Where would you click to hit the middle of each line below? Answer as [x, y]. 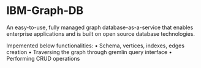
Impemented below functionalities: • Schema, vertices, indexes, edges [96, 46]
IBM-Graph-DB [45, 11]
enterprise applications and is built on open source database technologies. [100, 33]
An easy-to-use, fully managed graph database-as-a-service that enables [100, 27]
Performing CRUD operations [43, 58]
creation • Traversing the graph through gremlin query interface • [89, 52]
